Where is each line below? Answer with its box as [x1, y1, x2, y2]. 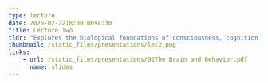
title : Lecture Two [8, 26, 73, 34]
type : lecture [8, 11, 56, 20]
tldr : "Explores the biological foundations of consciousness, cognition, [8, 33, 262, 42]
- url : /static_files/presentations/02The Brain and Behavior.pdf [22, 56, 248, 64]
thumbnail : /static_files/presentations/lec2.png [8, 41, 177, 49]
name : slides [29, 63, 73, 71]
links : [8, 48, 30, 56]
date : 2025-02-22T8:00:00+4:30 [8, 19, 112, 27]
